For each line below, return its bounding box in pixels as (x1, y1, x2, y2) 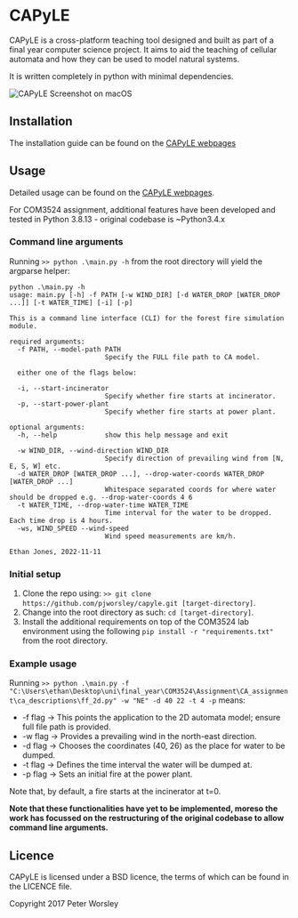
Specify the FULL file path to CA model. (104, 352, 261, 361)
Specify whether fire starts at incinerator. (104, 391, 277, 400)
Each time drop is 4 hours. (9, 516, 114, 525)
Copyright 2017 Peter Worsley (9, 898, 119, 909)
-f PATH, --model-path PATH (17, 344, 122, 354)
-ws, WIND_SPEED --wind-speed (17, 524, 129, 533)
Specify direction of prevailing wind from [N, (104, 454, 285, 463)
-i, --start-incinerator (17, 383, 109, 392)
